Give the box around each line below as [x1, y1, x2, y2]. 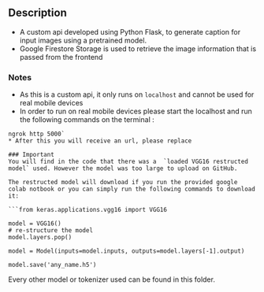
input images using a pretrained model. [19, 35, 147, 45]
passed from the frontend [19, 52, 103, 61]
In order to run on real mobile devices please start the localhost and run [19, 106, 252, 116]
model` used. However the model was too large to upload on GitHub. [8, 164, 238, 172]
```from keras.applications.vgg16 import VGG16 [8, 206, 168, 214]
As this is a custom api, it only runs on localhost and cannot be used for [19, 90, 255, 99]
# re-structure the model [8, 227, 93, 235]
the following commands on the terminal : [19, 115, 155, 124]
